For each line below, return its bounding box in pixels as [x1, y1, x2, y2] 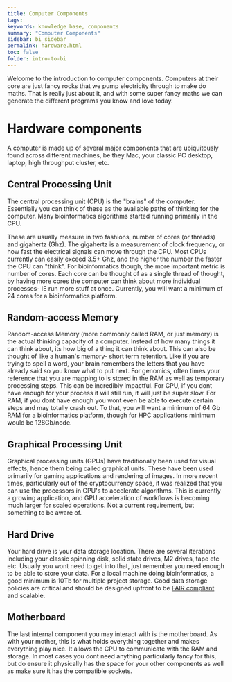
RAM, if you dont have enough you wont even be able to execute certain [7, 396, 213, 404]
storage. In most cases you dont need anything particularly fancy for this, [7, 651, 217, 660]
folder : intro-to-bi [7, 56, 67, 62]
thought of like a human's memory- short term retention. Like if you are [7, 352, 210, 361]
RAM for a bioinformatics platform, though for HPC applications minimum [7, 411, 216, 420]
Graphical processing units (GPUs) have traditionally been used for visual [7, 457, 216, 466]
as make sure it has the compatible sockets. [7, 667, 133, 675]
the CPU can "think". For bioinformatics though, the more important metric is [7, 262, 226, 271]
